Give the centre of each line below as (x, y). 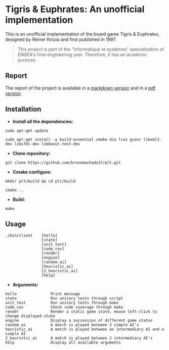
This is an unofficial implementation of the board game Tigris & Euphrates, (82, 34)
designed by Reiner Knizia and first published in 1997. (61, 39)
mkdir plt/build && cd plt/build (40, 181)
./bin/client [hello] (31, 236)
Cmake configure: (32, 172)
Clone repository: (31, 153)
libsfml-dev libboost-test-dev (47, 144)
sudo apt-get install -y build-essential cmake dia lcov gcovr (73, 139)
